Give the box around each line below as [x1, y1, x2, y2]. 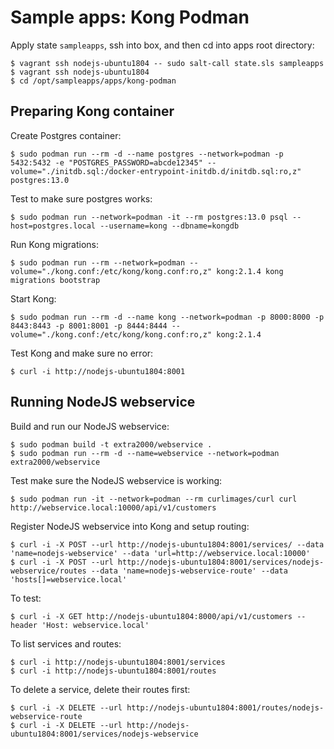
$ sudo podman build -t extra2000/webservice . [10, 439, 213, 450]
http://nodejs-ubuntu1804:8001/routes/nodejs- [126, 702, 325, 713]
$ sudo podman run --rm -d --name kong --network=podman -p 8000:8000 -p [10, 312, 325, 322]
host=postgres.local [10, 221, 97, 231]
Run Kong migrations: [10, 238, 99, 250]
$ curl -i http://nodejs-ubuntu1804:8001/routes [10, 666, 217, 676]
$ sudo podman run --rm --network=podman [10, 257, 186, 268]
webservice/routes [10, 566, 87, 576]
